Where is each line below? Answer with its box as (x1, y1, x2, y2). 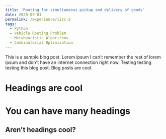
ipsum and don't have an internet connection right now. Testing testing (5, 59, 152, 65)
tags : (5, 21, 17, 27)
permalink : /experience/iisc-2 (5, 17, 71, 22)
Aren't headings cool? (5, 125, 76, 134)
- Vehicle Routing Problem (10, 31, 66, 36)
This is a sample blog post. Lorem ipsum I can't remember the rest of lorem (5, 54, 161, 60)
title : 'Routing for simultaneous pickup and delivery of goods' (5, 7, 145, 13)
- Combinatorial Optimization (10, 40, 73, 45)
